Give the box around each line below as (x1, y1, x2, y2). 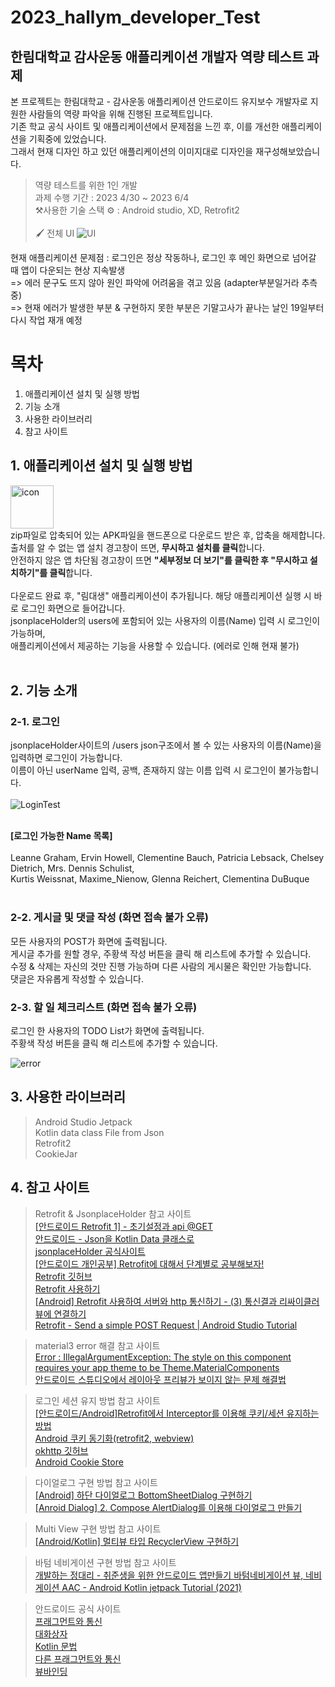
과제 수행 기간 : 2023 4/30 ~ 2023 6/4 (34, 192, 190, 203)
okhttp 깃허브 (34, 1444, 89, 1456)
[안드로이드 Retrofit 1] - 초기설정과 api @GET (34, 1220, 213, 1232)
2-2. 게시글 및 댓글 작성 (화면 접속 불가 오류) (10, 911, 210, 925)
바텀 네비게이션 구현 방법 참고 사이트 (34, 1556, 177, 1568)
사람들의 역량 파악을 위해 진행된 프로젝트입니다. (28, 108, 213, 120)
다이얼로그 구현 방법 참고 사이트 (34, 1476, 158, 1488)
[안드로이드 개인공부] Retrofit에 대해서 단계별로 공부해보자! (34, 1257, 265, 1270)
